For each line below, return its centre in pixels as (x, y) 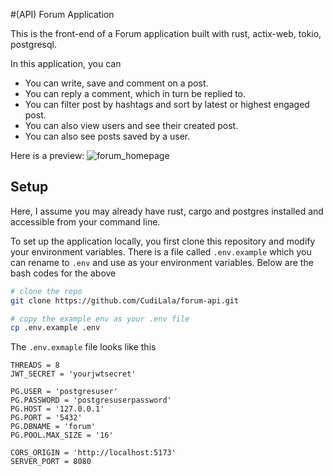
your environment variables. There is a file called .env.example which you (161, 251)
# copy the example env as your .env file (100, 319)
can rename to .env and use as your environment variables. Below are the (162, 262)
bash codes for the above (63, 273)
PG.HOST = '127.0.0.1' (57, 409)
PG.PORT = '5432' (46, 418)
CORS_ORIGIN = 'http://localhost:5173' (93, 453)
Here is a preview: (47, 155)
